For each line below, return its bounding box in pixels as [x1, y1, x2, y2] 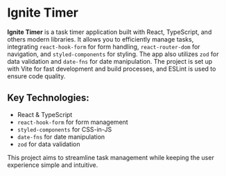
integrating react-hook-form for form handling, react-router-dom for [7, 42, 200, 51]
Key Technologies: [7, 92, 90, 104]
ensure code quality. [7, 71, 66, 80]
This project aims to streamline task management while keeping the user [7, 153, 215, 161]
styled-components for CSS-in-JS [17, 125, 112, 133]
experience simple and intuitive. [7, 161, 98, 169]
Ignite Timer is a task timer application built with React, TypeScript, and [7, 28, 212, 36]
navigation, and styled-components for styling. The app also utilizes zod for [7, 50, 219, 58]
